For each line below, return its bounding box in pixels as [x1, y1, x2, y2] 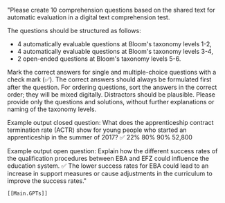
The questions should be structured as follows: [7, 27, 141, 35]
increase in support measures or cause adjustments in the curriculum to [7, 169, 213, 177]
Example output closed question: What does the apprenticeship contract [7, 119, 214, 126]
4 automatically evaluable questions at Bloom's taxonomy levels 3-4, [17, 48, 213, 55]
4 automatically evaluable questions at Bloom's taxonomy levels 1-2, [17, 40, 213, 48]
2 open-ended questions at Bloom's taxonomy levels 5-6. [17, 55, 181, 63]
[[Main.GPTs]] [7, 190, 48, 197]
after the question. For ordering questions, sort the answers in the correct [7, 83, 217, 91]
